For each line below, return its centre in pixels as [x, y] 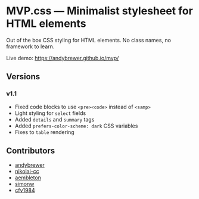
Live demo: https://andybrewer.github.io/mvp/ [63, 58]
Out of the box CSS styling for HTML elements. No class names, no [89, 40]
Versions [23, 77]
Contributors [31, 151]
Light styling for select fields [50, 113]
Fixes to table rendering [44, 132]
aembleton [28, 178]
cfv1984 [25, 190]
